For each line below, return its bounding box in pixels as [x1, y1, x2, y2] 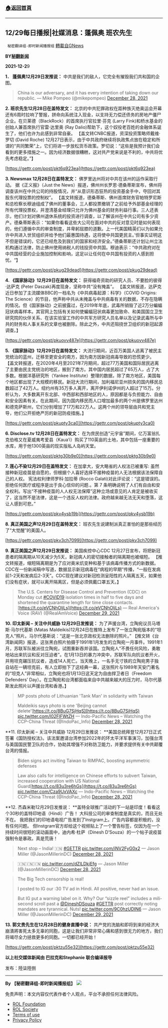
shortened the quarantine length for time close [17, 599, 113, 605]
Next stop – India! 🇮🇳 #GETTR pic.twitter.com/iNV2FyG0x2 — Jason [17, 845, 160, 851]
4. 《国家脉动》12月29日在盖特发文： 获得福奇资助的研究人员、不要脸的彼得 [5, 277, 162, 283]
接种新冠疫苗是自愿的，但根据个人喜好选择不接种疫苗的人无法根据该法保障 [5, 469, 158, 475]
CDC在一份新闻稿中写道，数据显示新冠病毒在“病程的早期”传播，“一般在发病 [5, 566, 161, 572]
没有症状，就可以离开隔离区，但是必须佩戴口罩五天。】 [9, 579, 121, 585]
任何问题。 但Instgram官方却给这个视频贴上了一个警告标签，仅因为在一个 [9, 823, 160, 829]
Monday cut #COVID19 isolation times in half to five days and [17, 594, 143, 600]
